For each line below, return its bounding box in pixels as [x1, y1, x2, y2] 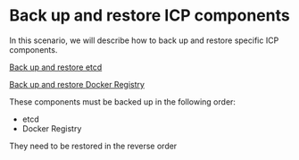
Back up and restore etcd [9, 62, 103, 72]
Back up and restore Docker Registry [9, 79, 145, 89]
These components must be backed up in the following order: [9, 96, 237, 107]
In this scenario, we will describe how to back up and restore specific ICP [9, 35, 279, 46]
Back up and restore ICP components [9, 5, 290, 26]
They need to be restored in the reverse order [9, 140, 178, 151]
